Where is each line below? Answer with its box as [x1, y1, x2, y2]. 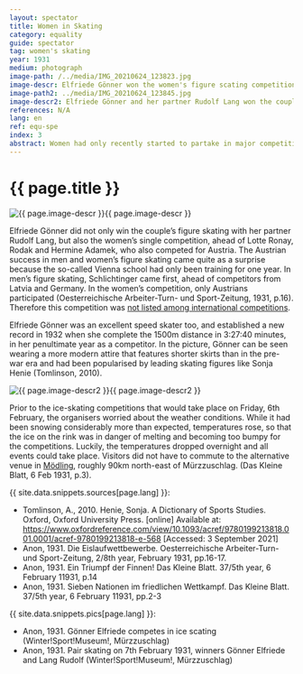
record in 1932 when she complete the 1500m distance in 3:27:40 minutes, [9, 328, 287, 339]
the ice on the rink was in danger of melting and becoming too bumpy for [9, 430, 281, 442]
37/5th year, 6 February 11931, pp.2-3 [22, 590, 162, 601]
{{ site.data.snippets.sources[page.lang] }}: [9, 486, 170, 497]
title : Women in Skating [9, 22, 103, 31]
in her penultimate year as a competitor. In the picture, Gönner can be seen [9, 338, 289, 349]
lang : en [9, 114, 42, 123]
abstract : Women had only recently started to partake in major [9, 139, 256, 148]
